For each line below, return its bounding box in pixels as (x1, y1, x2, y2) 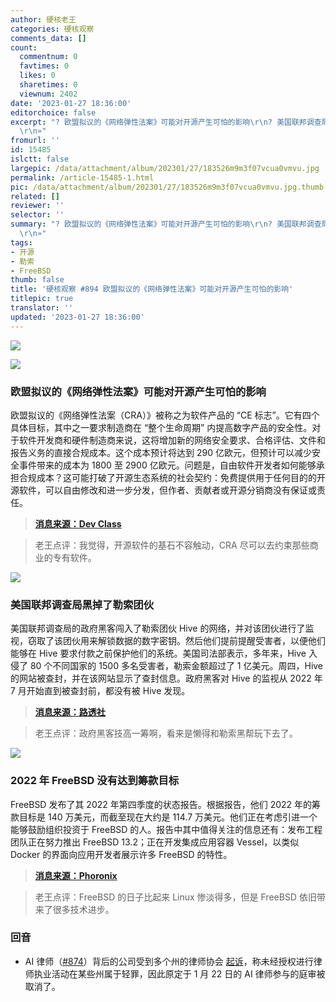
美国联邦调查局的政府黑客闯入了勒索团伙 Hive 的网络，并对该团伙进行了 (10, 622, 306, 635)
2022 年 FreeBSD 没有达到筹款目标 (10, 774, 180, 788)
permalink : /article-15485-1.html (10, 172, 155, 183)
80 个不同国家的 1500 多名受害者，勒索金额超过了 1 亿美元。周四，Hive (29, 660, 324, 672)
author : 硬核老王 (10, 14, 77, 25)
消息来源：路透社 (34, 706, 106, 718)
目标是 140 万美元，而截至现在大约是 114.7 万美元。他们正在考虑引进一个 (18, 811, 318, 823)
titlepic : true (10, 294, 74, 304)
